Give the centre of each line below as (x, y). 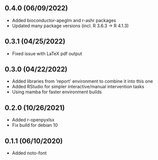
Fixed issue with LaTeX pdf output (47, 53)
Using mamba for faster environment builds (57, 92)
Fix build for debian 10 (35, 125)
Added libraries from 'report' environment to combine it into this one (83, 81)
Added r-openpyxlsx (33, 120)
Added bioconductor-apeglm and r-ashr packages (64, 20)
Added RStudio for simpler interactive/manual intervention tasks (78, 87)
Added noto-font (29, 153)
